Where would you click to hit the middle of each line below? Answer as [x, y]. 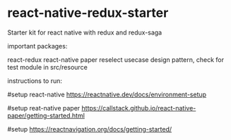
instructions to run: [35, 81]
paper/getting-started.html [46, 115]
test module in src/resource [48, 67]
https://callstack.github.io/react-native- [139, 108]
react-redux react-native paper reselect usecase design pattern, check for [116, 59]
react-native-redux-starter [88, 13]
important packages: [37, 46]
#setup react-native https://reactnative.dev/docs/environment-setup [107, 94]
